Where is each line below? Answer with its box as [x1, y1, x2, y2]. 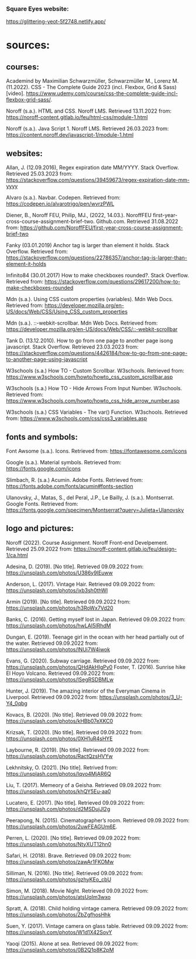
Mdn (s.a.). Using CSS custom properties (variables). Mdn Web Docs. [6, 296, 174, 303]
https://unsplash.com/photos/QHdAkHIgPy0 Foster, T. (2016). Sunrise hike [6, 663, 186, 670]
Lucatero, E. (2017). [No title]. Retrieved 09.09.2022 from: [6, 799, 145, 806]
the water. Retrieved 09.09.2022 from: [6, 639, 98, 647]
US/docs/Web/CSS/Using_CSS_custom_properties [6, 308, 128, 315]
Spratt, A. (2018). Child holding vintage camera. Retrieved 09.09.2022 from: [6, 904, 189, 911]
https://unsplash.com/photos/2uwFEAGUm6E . [6, 823, 118, 830]
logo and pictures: [6, 524, 74, 533]
